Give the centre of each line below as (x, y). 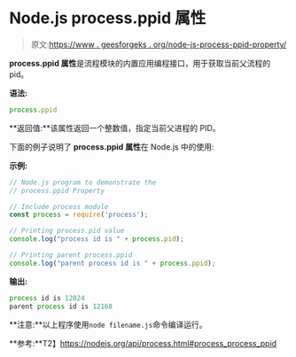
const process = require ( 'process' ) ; (79, 215)
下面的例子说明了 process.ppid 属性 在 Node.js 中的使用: (112, 146)
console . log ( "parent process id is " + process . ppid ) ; (113, 263)
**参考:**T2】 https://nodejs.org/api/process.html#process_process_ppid (143, 343)
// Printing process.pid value (67, 231)
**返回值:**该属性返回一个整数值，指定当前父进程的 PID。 (115, 128)
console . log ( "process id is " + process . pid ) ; (97, 239)
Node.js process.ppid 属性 (108, 18)
